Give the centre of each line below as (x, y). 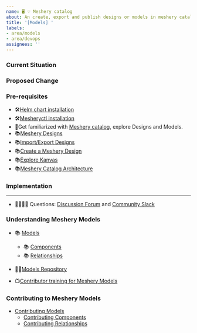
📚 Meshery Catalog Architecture (54, 169)
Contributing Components (55, 317)
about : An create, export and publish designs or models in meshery (91, 17)
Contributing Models (39, 311)
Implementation (29, 186)
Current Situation (31, 65)
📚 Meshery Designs (38, 133)
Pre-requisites (27, 96)
